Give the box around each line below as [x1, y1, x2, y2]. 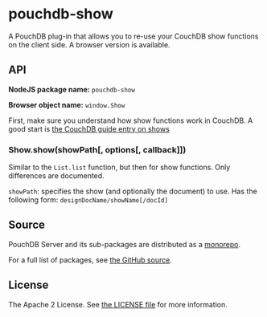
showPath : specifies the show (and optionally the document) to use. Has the [8, 186, 257, 197]
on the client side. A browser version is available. [8, 39, 170, 49]
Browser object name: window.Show [8, 100, 125, 109]
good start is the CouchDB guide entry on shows [8, 124, 170, 133]
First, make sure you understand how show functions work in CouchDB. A [8, 116, 253, 125]
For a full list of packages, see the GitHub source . [8, 254, 173, 265]
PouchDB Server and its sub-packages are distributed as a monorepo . [8, 239, 241, 249]
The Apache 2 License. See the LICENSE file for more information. [8, 299, 228, 309]
